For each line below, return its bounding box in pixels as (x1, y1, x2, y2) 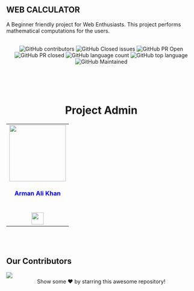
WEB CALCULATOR (6, 5, 80, 15)
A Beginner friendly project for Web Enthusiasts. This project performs (6, 20, 181, 28)
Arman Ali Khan (14, 189, 61, 198)
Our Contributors (6, 256, 72, 266)
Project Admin (64, 103, 138, 117)
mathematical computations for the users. (6, 27, 110, 34)
